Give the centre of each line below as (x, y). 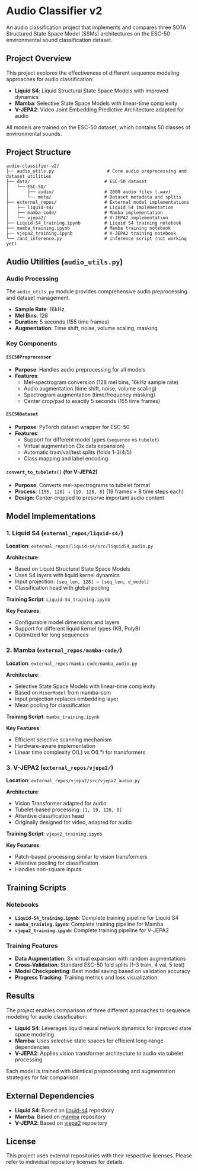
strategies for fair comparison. (43, 1077)
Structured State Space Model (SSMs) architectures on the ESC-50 (88, 33)
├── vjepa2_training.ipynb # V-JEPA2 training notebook (91, 233)
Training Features (32, 945)
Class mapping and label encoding (66, 458)
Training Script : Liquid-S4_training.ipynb (58, 599)
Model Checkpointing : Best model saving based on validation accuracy (103, 971)
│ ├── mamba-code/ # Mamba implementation (84, 212)
